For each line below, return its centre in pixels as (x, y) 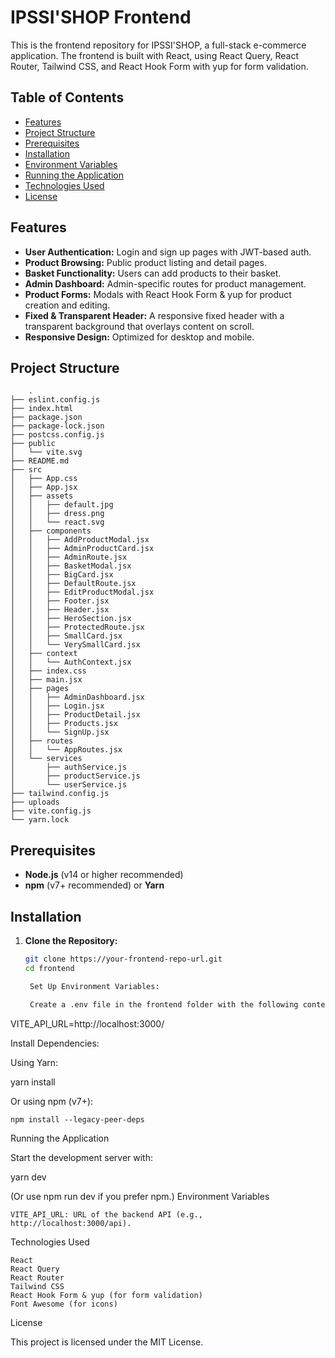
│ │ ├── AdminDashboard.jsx (77, 697)
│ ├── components (51, 531)
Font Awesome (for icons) (64, 1304)
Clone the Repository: (71, 940)
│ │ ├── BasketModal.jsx (71, 566)
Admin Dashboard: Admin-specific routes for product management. (165, 283)
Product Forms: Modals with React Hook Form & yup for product (158, 294)
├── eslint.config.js (55, 400)
